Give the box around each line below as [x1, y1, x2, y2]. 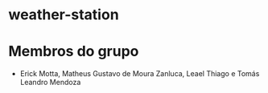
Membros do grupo [8, 42, 139, 61]
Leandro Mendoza [19, 78, 81, 87]
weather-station [8, 6, 119, 24]
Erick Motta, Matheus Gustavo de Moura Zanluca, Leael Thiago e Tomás [19, 69, 260, 79]
